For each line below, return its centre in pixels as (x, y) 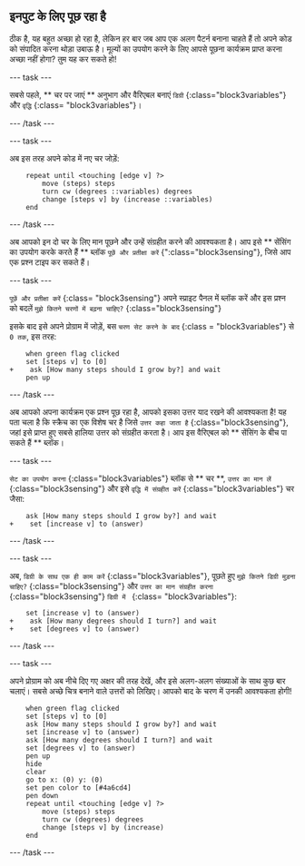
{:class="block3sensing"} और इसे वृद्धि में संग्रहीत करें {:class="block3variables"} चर (152, 488)
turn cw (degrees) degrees (93, 819)
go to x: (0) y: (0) (64, 780)
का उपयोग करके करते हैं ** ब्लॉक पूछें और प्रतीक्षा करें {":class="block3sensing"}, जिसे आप (150, 251)
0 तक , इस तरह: (33, 336)
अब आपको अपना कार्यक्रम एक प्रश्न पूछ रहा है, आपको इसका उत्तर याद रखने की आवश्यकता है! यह (148, 412)
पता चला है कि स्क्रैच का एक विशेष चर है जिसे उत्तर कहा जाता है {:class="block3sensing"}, (149, 422)
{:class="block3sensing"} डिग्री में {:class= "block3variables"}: (123, 596)
